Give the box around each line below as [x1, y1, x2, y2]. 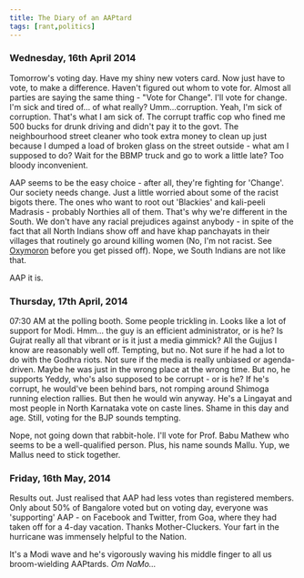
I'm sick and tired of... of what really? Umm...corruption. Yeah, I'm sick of [9, 101, 282, 112]
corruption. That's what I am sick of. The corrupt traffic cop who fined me [9, 111, 286, 122]
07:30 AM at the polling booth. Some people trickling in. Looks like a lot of [9, 316, 287, 327]
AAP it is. [9, 272, 44, 283]
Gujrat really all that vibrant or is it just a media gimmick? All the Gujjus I [9, 335, 278, 346]
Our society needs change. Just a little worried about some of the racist [9, 187, 279, 198]
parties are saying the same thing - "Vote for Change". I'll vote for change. [9, 92, 288, 103]
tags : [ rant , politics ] [9, 22, 96, 31]
